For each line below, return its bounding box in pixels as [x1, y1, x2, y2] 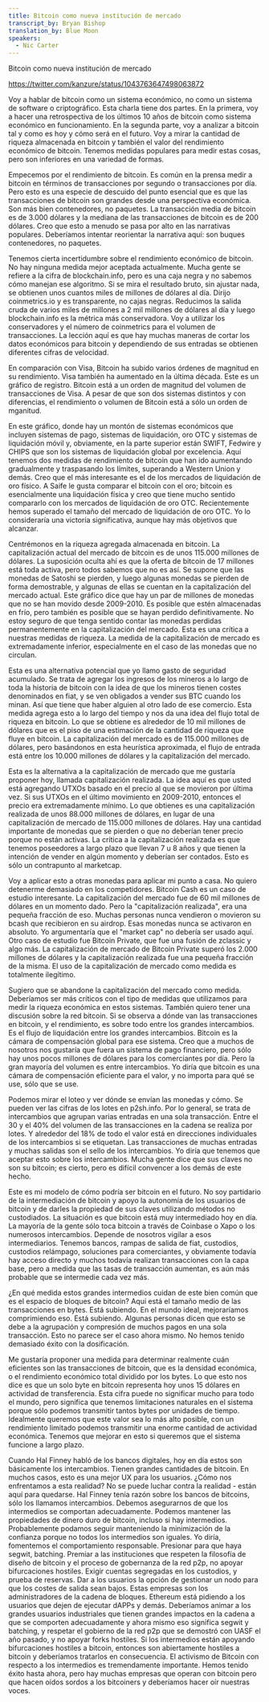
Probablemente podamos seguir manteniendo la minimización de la [8, 1524, 231, 1533]
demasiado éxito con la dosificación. [8, 1339, 130, 1349]
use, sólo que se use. [8, 1079, 79, 1089]
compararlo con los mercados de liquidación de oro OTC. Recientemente [8, 499, 250, 508]
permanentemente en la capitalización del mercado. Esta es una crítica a [8, 625, 249, 634]
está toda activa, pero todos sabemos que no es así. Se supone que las [8, 565, 245, 575]
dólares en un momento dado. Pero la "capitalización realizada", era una [8, 902, 247, 911]
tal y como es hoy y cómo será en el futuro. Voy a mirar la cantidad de [8, 129, 241, 139]
